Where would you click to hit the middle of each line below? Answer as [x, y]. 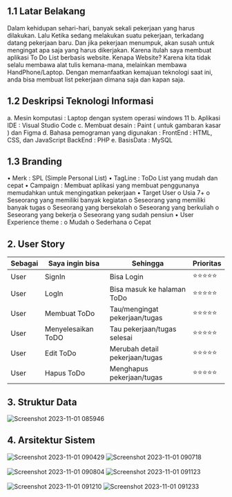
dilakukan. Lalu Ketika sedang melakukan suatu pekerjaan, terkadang [106, 35]
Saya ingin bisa [74, 263]
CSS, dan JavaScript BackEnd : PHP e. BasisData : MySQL [90, 140]
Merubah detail [134, 349]
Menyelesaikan [69, 329]
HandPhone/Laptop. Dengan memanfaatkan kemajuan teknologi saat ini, [110, 72]
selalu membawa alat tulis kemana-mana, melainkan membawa [97, 64]
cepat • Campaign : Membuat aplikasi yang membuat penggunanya [103, 185]
